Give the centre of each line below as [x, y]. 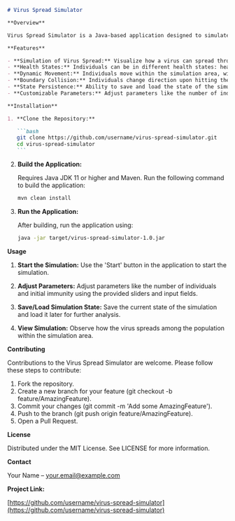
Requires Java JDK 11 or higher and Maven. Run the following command [121, 178]
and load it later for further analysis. [69, 314]
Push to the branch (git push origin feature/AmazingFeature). [105, 413]
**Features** [26, 48]
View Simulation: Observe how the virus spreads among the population [121, 328]
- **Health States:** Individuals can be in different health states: [112, 67]
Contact [19, 461]
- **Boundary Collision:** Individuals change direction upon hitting [112, 81]
